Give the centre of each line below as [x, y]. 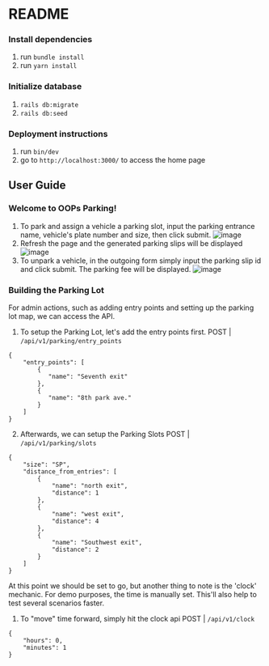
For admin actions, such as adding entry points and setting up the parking [131, 308]
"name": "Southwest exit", [97, 543]
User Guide [37, 186]
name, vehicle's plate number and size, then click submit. [116, 235]
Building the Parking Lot [57, 290]
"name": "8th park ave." [90, 398]
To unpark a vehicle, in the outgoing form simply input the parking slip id [141, 261]
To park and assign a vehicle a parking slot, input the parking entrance [137, 226]
